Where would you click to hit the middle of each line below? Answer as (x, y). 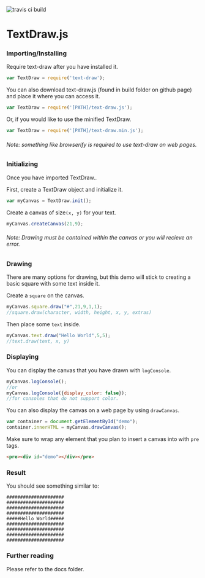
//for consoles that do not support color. (63, 399)
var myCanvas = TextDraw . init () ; (49, 201)
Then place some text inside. (43, 324)
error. (13, 244)
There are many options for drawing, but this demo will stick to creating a (99, 277)
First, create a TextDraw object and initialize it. (65, 189)
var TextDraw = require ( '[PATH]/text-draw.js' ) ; (69, 107)
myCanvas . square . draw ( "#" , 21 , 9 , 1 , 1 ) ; (54, 307)
